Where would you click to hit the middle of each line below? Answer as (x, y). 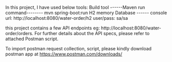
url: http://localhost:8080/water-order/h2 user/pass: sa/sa (67, 18)
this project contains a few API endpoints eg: (53, 28)
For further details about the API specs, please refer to (92, 33)
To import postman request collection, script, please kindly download (79, 49)
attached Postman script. (32, 39)
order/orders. (19, 33)
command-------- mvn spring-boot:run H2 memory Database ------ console (86, 13)
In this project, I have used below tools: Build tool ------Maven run (75, 7)
